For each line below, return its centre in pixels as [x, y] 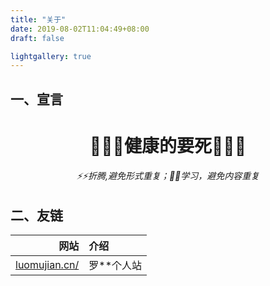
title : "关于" [38, 19]
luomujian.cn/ [47, 265]
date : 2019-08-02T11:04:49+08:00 [80, 29]
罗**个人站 [115, 266]
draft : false [37, 38]
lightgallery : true [51, 56]
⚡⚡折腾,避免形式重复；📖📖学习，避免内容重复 [168, 176]
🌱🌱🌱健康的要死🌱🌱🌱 [168, 145]
